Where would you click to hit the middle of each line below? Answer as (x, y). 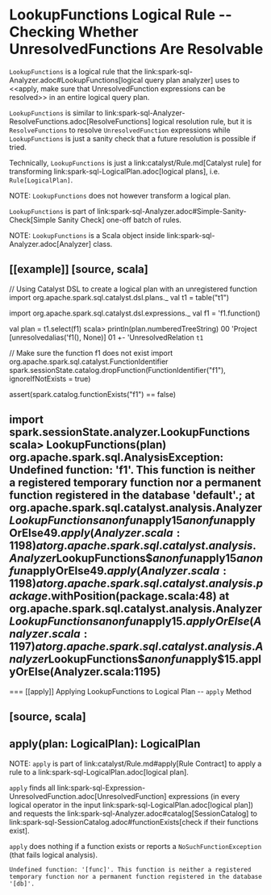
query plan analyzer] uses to (192, 80)
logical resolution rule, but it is (202, 121)
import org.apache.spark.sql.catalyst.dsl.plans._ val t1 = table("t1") (119, 297)
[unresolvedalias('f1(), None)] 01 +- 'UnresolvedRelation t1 (106, 337)
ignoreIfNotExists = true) (50, 378)
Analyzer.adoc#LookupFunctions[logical (76, 80)
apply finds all (32, 788)
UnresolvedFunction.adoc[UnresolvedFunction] (88, 796)
